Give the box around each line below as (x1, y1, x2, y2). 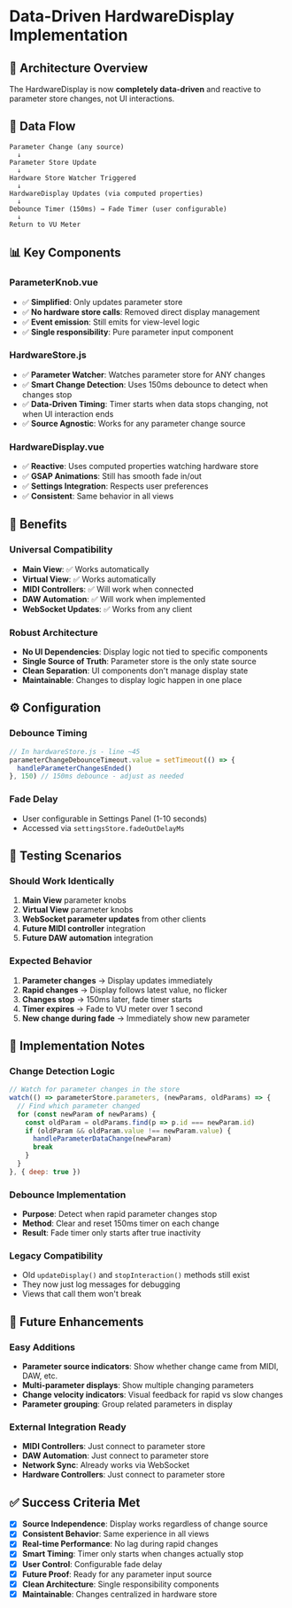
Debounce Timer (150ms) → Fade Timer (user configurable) (9, 204, 227, 214)
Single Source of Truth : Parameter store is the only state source (21, 656, 257, 667)
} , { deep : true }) (9, 1167, 81, 1176)
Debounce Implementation (9, 1188, 127, 1201)
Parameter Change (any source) (9, 142, 125, 152)
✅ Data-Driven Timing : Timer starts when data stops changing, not (21, 398, 268, 409)
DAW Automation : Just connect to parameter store (21, 1450, 210, 1461)
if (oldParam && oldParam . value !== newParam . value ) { (25, 1126, 232, 1135)
